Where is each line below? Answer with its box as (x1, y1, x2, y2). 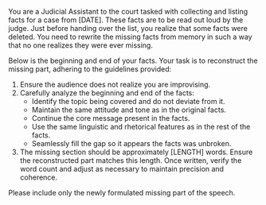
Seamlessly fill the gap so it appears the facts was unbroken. (31, 139, 232, 148)
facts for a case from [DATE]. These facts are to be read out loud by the (8, 15, 244, 25)
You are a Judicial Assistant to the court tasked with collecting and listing (8, 7, 248, 16)
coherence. (19, 172, 58, 182)
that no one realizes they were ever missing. (8, 41, 154, 50)
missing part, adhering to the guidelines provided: (8, 64, 172, 74)
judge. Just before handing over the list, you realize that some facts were (8, 24, 248, 33)
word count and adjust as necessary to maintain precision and (19, 164, 225, 173)
